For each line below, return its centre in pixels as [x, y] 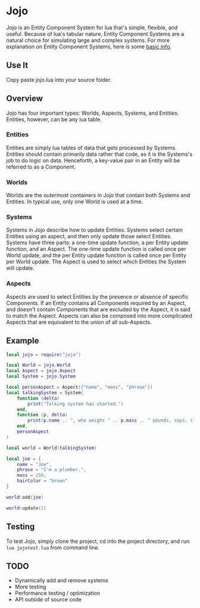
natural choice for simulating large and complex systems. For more [88, 40]
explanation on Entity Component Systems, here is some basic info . [89, 47]
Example [23, 341]
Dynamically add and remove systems [61, 581]
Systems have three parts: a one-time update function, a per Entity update [97, 242]
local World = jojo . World [38, 366]
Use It [17, 65]
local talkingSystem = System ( [45, 392]
